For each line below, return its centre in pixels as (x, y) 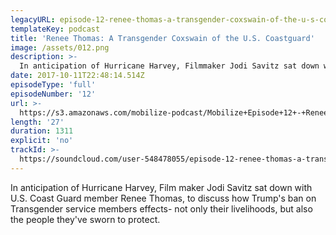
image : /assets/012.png (60, 47)
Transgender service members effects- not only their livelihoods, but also (161, 208)
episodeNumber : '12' (53, 94)
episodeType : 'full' (53, 85)
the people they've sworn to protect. (85, 219)
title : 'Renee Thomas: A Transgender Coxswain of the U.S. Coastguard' (162, 38)
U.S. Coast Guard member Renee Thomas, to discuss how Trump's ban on (163, 198)
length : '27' (37, 122)
